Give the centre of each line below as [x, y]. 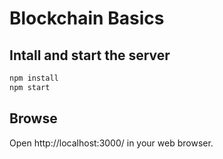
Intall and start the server [90, 55]
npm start [30, 87]
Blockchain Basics [87, 18]
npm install [34, 78]
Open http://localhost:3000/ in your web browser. [111, 143]
